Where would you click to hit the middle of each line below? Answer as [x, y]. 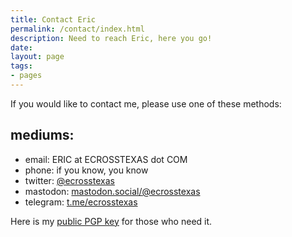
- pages [26, 76]
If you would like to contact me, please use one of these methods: [146, 103]
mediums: [42, 135]
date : [21, 47]
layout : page [37, 57]
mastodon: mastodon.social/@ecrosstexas [112, 191]
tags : [21, 66]
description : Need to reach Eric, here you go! [111, 38]
